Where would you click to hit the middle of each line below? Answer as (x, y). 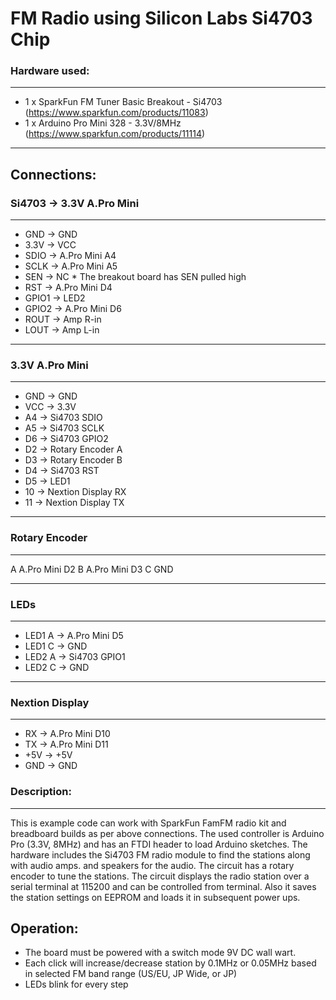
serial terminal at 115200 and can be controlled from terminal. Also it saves (163, 886)
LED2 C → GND (57, 668)
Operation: (44, 928)
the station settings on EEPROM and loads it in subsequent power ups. (155, 897)
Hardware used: (50, 71)
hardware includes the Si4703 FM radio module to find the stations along (160, 854)
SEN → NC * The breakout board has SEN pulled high (135, 277)
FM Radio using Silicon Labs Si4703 (161, 18)
